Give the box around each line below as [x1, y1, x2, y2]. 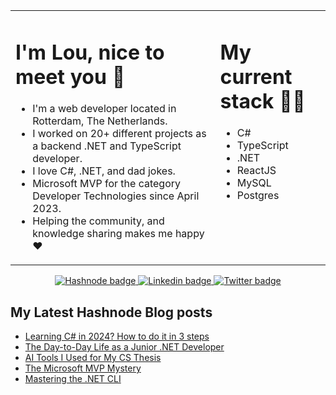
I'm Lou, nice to [15, 39, 165, 65]
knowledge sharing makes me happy [32, 227, 205, 241]
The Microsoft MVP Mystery [24, 362, 142, 374]
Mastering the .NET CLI [24, 373, 122, 385]
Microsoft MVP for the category [32, 177, 182, 191]
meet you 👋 [15, 64, 126, 89]
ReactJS [236, 164, 277, 178]
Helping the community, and [32, 214, 165, 228]
